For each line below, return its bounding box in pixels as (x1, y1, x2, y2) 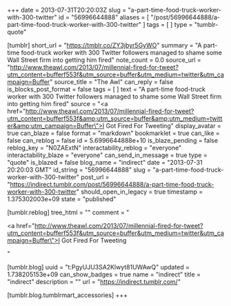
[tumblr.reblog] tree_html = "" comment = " (7, 208, 130, 216)
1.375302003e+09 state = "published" (7, 195, 117, 203)
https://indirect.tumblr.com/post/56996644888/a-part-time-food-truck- (10, 181, 214, 188)
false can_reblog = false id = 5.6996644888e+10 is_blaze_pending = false (7, 136, 219, 144)
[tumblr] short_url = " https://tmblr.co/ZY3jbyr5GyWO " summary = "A (7, 41, 202, 49)
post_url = (81, 173, 110, 181)
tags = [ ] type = (146, 21, 193, 28)
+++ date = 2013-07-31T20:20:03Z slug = (7, 6, 127, 14)
